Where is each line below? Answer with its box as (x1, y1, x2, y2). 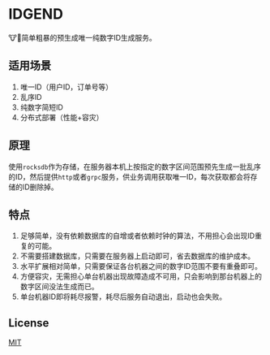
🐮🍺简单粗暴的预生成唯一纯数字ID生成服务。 (8, 32, 156, 42)
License (8, 316, 49, 330)
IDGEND (8, 5, 63, 24)
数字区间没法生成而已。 (19, 282, 99, 292)
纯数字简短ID (19, 102, 63, 112)
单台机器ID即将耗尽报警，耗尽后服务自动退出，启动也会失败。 (19, 292, 227, 301)
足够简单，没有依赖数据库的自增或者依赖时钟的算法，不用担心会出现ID (19, 231, 255, 240)
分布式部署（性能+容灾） (19, 112, 104, 122)
